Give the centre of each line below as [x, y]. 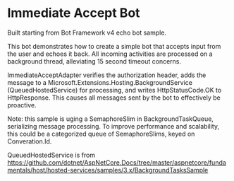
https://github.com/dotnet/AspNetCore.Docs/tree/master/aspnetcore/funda [117, 162]
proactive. [22, 105]
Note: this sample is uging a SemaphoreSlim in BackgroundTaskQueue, [110, 119]
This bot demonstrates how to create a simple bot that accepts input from [114, 46]
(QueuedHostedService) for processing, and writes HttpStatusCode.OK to [115, 90]
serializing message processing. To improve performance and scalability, [113, 126]
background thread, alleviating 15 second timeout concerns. [94, 61]
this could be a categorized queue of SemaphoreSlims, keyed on [101, 134]
